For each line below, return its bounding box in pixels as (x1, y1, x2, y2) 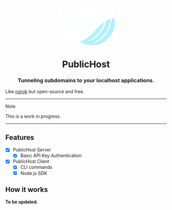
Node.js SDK (20, 170, 48, 176)
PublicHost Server (12, 147, 51, 153)
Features (5, 133, 34, 142)
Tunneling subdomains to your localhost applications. (17, 77, 155, 84)
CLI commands (20, 164, 53, 170)
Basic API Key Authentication (20, 152, 82, 159)
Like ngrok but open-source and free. (5, 89, 84, 95)
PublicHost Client (12, 159, 50, 165)
